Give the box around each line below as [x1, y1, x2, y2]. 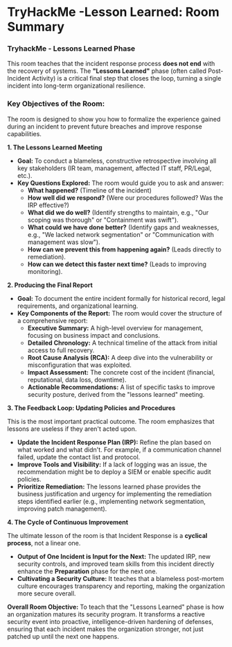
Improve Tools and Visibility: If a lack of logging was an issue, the [17, 460, 208, 468]
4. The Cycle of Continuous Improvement [7, 518, 129, 526]
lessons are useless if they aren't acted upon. [7, 425, 137, 433]
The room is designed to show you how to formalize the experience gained [7, 115, 221, 123]
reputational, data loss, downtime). [27, 375, 127, 384]
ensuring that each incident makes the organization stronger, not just [7, 625, 204, 633]
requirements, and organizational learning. [17, 302, 139, 310]
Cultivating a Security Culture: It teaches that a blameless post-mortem [17, 574, 224, 582]
